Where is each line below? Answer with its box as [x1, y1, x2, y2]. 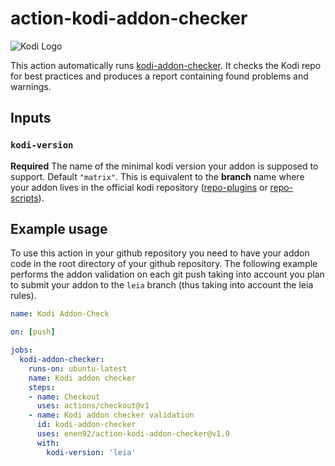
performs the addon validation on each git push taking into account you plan [10, 268, 325, 281]
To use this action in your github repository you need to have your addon [10, 247, 310, 259]
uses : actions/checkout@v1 [36, 401, 150, 411]
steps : [28, 382, 56, 392]
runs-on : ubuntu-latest [28, 363, 128, 374]
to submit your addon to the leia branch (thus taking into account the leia [10, 279, 314, 291]
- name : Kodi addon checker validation [28, 410, 195, 421]
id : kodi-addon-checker [36, 420, 137, 430]
